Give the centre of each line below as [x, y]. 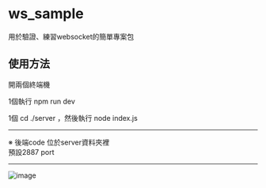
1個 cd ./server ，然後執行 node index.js [73, 118]
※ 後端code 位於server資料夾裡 [59, 142]
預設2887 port [31, 152]
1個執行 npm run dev [42, 101]
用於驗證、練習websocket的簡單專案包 [71, 36]
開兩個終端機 [29, 85]
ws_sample [46, 14]
